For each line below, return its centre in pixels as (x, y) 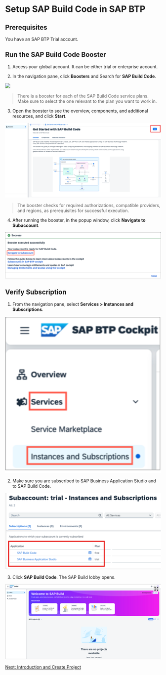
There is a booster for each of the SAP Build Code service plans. (83, 96)
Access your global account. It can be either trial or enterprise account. (85, 66)
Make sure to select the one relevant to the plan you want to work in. (87, 101)
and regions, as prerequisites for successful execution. (73, 211)
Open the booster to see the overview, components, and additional (80, 111)
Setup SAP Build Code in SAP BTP (75, 9)
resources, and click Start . (39, 116)
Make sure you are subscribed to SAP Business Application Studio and (84, 481)
